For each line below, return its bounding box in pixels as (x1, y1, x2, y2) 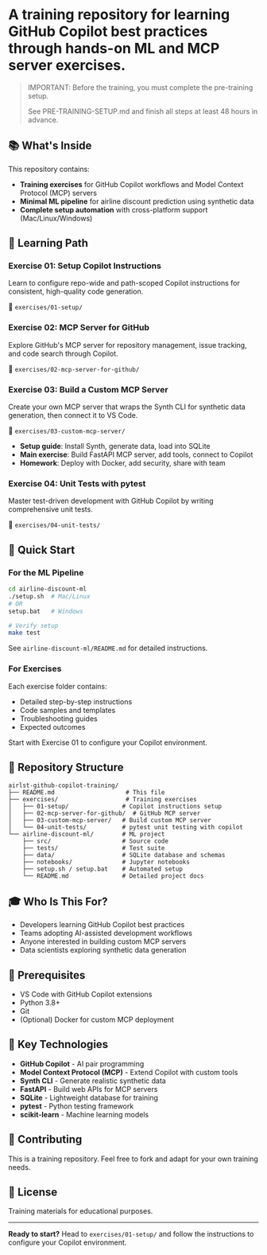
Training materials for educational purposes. (8, 1206, 153, 1216)
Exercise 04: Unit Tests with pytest (8, 477, 146, 489)
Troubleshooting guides (19, 714, 98, 723)
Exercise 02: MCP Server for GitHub (8, 322, 149, 333)
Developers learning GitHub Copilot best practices (19, 920, 185, 930)
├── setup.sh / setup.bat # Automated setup (22, 865, 183, 873)
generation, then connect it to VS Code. (8, 411, 138, 420)
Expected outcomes (19, 722, 86, 731)
